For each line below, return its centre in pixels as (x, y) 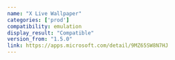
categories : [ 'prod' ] (38, 20)
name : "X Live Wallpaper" (44, 13)
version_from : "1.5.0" (40, 39)
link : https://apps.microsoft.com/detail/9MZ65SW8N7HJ (88, 46)
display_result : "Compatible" (51, 33)
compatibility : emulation (44, 26)
